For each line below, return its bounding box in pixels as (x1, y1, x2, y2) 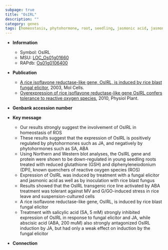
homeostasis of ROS (19, 129, 62, 135)
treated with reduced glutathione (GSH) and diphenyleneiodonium (19, 161, 156, 167)
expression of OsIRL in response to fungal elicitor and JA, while (19, 214, 151, 220)
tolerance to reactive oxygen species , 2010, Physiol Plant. (19, 95, 139, 101)
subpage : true (5, 7, 35, 12)
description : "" (5, 16, 39, 21)
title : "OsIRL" (5, 12, 37, 17)
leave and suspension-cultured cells (19, 193, 95, 199)
